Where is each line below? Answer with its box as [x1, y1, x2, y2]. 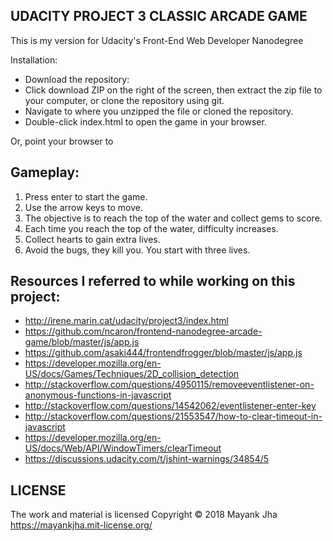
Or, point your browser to [10, 135, 114, 147]
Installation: [10, 54, 58, 66]
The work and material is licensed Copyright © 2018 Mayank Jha [10, 509, 278, 521]
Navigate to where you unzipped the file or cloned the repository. [24, 105, 294, 117]
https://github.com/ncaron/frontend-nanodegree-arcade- [24, 325, 263, 338]
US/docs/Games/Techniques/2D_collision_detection [24, 368, 240, 380]
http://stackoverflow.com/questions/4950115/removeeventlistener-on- [24, 379, 315, 391]
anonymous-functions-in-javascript [24, 389, 172, 401]
